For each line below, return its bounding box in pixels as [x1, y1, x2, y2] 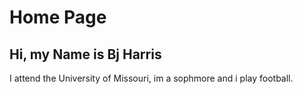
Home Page [9, 6, 107, 29]
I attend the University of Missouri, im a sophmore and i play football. [9, 72, 294, 84]
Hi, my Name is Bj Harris [9, 46, 162, 63]
